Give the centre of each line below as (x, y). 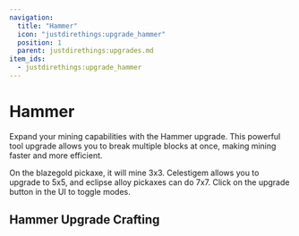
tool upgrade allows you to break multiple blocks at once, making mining (143, 146)
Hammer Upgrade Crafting (85, 220)
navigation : (31, 17)
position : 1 (40, 42)
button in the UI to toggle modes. (70, 191)
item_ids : (28, 59)
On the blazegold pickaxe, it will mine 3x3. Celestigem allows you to (134, 173)
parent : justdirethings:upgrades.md (85, 51)
